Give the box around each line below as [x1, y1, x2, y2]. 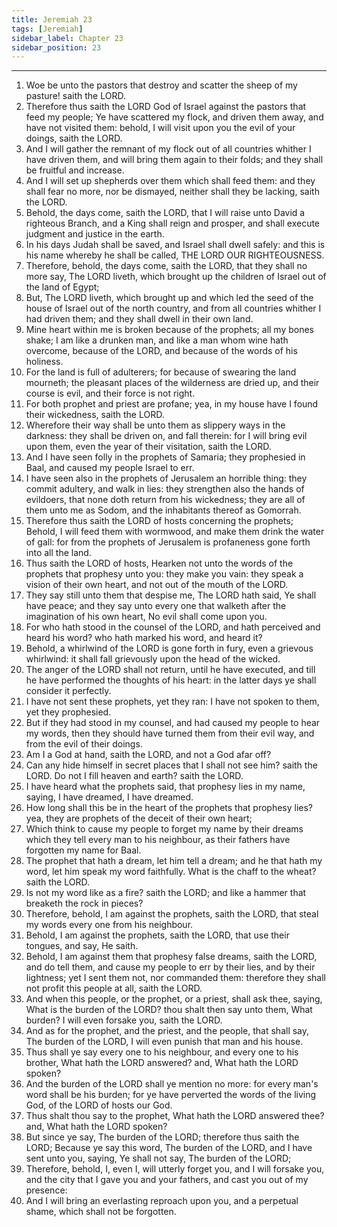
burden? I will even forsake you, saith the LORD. [25, 1014, 223, 1026]
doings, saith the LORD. [25, 132, 123, 145]
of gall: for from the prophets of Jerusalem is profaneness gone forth [25, 536, 311, 548]
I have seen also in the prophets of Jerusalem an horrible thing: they [25, 472, 308, 485]
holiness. [25, 356, 64, 368]
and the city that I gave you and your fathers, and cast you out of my [25, 1174, 309, 1186]
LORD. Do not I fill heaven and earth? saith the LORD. [25, 770, 244, 782]
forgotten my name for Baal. [25, 844, 142, 856]
